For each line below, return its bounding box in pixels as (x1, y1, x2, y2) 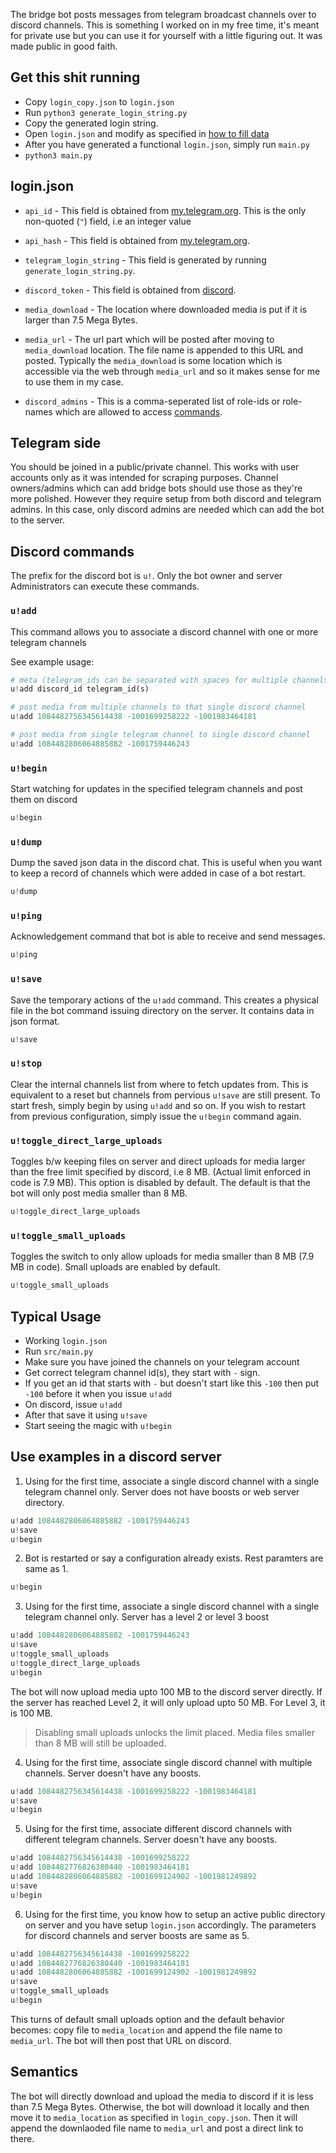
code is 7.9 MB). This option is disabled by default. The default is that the (10, 1177, 311, 1189)
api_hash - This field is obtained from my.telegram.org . (24, 234, 250, 246)
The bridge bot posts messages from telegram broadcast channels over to (10, 9, 317, 20)
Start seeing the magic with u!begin (24, 1419, 172, 1431)
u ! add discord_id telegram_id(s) (10, 684, 150, 694)
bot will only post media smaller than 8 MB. (10, 1187, 188, 1199)
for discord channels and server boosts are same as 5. (24, 1929, 250, 1941)
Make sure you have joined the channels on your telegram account (24, 1355, 300, 1368)
